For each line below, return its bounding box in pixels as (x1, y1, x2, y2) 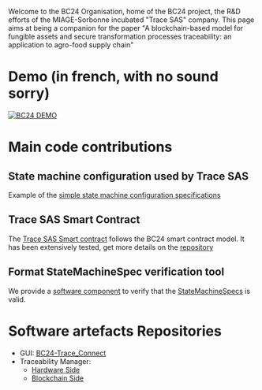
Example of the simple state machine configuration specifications (8, 190, 221, 199)
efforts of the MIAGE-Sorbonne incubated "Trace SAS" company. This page (8, 15, 255, 24)
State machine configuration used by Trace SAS (8, 169, 249, 183)
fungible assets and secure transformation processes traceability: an (8, 32, 232, 41)
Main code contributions (8, 138, 173, 156)
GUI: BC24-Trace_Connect (19, 348, 107, 358)
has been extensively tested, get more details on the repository (8, 242, 214, 251)
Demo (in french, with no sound (8, 68, 219, 86)
